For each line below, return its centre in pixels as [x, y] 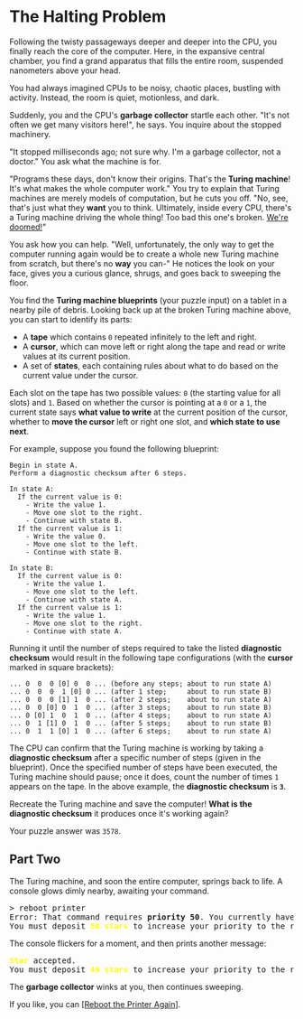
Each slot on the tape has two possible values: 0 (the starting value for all [145, 393]
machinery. [30, 134]
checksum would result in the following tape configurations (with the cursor [151, 658]
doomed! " [28, 227]
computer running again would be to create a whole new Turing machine [144, 254]
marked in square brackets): [62, 667]
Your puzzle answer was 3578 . [65, 831]
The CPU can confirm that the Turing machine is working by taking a [137, 748]
